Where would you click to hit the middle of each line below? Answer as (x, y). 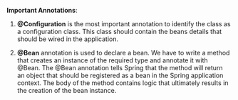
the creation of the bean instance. (67, 90)
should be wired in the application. (68, 39)
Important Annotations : (42, 10)
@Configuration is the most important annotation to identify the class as (124, 24)
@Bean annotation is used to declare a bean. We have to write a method (123, 53)
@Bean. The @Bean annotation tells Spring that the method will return (120, 68)
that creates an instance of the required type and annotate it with (112, 60)
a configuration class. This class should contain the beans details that (119, 32)
